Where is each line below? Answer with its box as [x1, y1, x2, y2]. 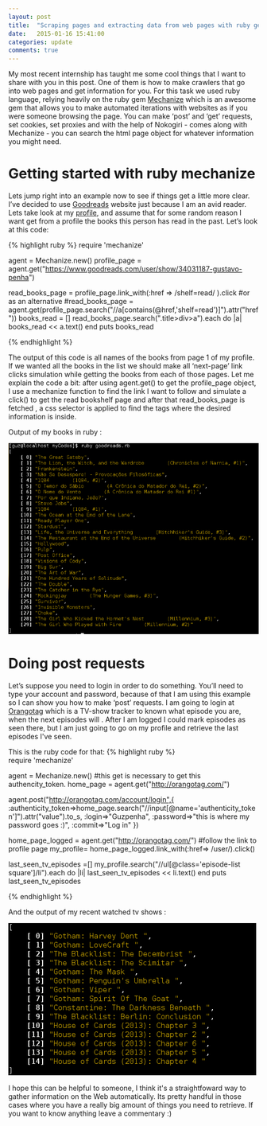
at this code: [8, 225, 49, 235]
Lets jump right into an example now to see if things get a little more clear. [8, 191, 250, 201]
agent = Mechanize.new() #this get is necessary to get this [8, 770, 201, 780]
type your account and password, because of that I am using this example [8, 689, 251, 699]
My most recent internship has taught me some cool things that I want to [8, 69, 246, 79]
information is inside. [8, 412, 77, 422]
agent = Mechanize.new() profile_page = [8, 255, 142, 266]
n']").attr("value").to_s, [8, 812, 83, 821]
